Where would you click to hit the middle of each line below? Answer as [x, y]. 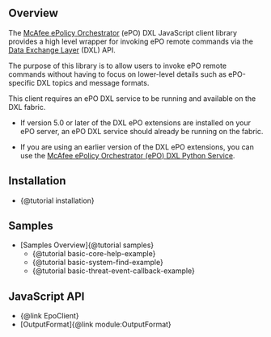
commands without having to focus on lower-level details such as [117, 74]
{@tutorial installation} [57, 200]
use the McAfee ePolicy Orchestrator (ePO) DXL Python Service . [127, 155]
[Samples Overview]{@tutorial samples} [87, 245]
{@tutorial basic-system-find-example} [97, 263]
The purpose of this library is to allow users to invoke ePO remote [118, 65]
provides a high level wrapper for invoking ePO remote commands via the [131, 41]
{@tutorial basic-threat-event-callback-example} [114, 271]
